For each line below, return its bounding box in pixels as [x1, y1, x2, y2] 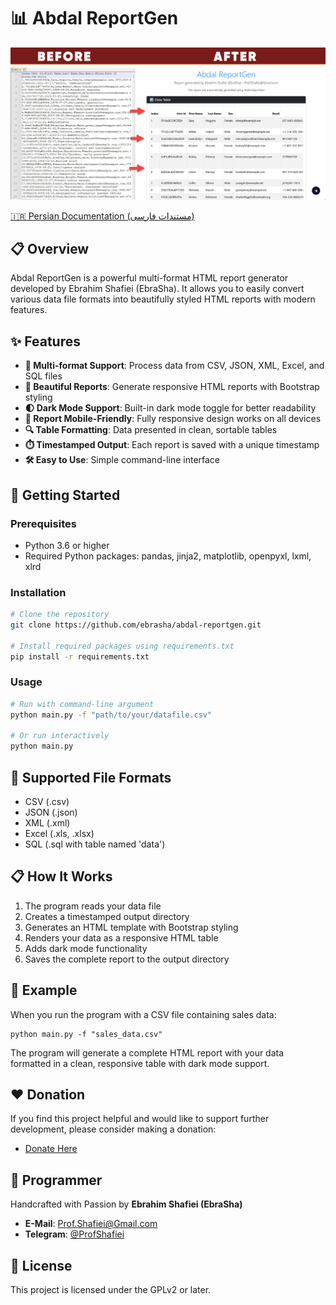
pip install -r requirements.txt [10, 651, 150, 662]
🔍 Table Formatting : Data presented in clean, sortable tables [24, 424, 278, 436]
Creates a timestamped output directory [24, 910, 190, 922]
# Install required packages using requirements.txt [10, 641, 235, 651]
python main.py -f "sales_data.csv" [10, 1029, 163, 1039]
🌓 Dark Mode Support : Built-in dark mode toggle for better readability [24, 402, 317, 414]
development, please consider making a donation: [10, 1123, 217, 1135]
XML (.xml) [24, 817, 71, 829]
